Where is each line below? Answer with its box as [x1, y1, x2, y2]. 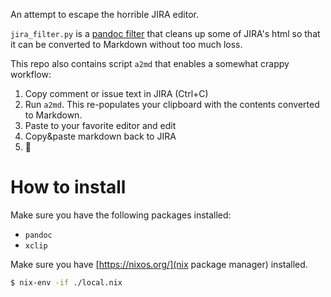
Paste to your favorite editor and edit [24, 120, 177, 131]
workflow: [10, 69, 52, 80]
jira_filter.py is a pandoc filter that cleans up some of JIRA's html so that [10, 28, 321, 39]
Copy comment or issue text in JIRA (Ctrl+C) [24, 88, 209, 99]
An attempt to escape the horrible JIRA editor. [10, 9, 199, 20]
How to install [10, 176, 127, 199]
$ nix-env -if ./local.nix [10, 277, 123, 288]
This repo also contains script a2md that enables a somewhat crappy [10, 58, 290, 69]
